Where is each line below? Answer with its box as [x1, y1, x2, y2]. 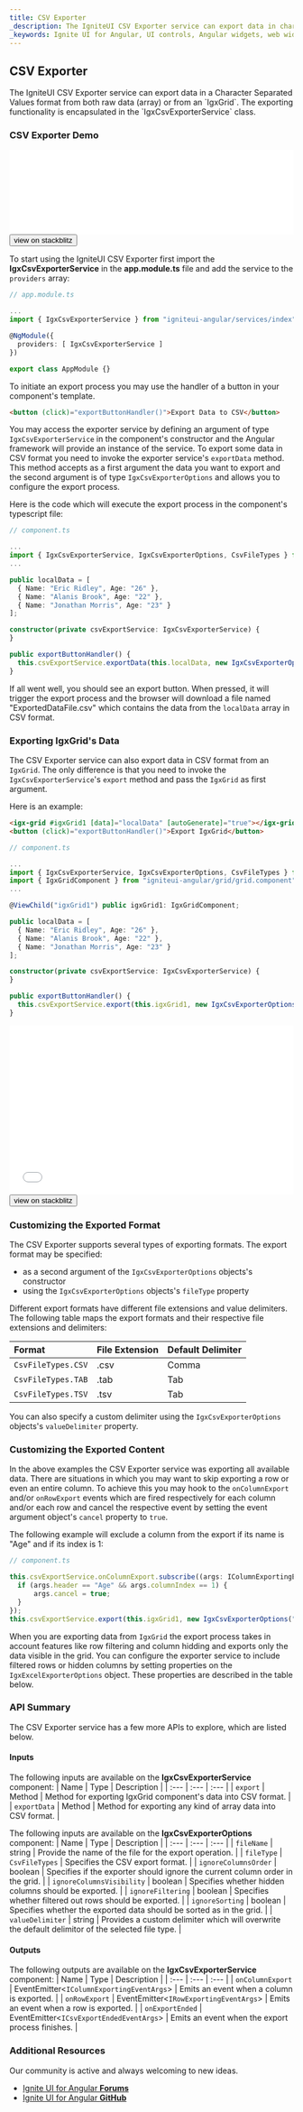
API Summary [9, 1702, 71, 1714]
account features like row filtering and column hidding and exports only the [9, 1640, 289, 1651]
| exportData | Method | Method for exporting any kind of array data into [9, 1801, 277, 1812]
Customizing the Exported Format [9, 1219, 161, 1231]
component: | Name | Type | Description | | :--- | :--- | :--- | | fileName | [9, 1838, 273, 1848]
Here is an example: [9, 801, 84, 812]
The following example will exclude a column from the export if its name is [9, 1529, 285, 1540]
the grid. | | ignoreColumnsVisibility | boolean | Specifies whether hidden [9, 1876, 285, 1886]
